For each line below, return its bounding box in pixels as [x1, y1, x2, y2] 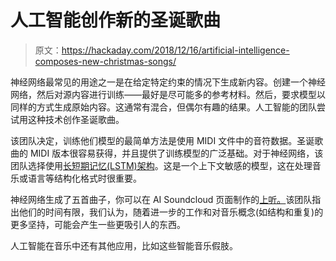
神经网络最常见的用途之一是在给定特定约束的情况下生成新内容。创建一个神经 [10, 76, 326, 88]
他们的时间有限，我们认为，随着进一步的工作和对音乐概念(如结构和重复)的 [18, 206, 324, 218]
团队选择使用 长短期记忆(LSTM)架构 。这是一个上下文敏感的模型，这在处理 [10, 159, 313, 171]
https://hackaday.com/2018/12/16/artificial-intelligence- [61, 44, 290, 56]
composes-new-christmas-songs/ [34, 55, 177, 67]
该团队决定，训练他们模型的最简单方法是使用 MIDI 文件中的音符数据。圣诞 [10, 134, 315, 146]
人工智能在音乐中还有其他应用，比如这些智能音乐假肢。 [10, 239, 238, 251]
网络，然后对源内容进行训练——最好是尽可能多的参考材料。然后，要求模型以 [10, 88, 326, 100]
